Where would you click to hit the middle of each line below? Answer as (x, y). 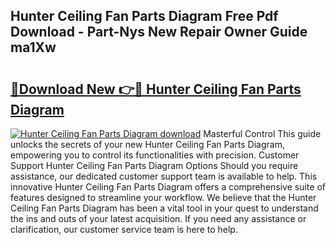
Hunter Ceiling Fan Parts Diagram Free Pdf (144, 16)
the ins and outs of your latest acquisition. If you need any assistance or (158, 218)
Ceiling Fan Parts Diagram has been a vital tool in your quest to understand (164, 208)
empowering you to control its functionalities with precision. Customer (155, 155)
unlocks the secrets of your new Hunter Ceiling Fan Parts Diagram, (147, 144)
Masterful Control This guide (262, 133)
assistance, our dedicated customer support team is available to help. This (164, 176)
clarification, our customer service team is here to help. (124, 229)
